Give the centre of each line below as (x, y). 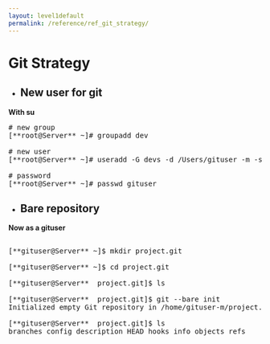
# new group (32, 127)
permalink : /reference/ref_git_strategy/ (79, 23)
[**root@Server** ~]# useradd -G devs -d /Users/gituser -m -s (135, 159)
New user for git (61, 93)
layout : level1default (46, 16)
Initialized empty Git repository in (83, 307)
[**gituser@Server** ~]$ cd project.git (89, 267)
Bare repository (60, 209)
